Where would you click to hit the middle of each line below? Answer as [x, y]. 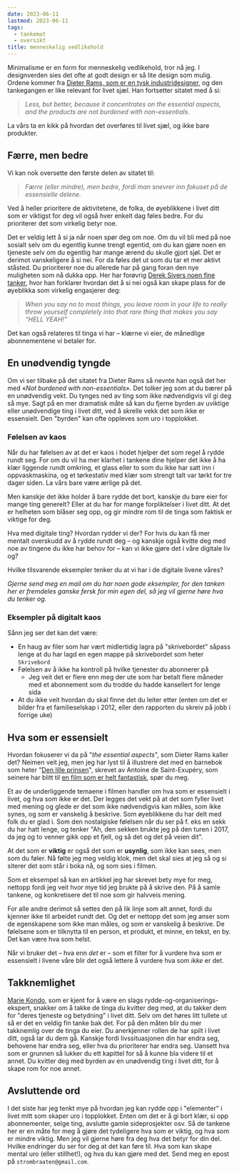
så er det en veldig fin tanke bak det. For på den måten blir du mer [105, 1023]
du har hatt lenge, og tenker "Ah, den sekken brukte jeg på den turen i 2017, [118, 829]
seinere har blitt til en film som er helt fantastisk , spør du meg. [98, 778]
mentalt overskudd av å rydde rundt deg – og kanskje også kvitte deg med [117, 541]
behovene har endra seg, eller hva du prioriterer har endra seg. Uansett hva [118, 1045]
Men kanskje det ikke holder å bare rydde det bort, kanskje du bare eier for [118, 496]
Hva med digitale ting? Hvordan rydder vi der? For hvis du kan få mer [109, 533]
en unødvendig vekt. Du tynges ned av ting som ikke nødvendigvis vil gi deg [119, 395]
